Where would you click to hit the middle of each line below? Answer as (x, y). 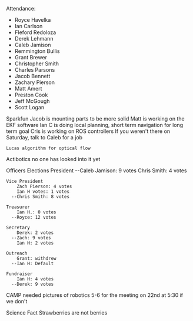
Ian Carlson (29, 26)
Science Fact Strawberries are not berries (57, 313)
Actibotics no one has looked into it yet (53, 159)
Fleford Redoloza (35, 32)
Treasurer (18, 207)
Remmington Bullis (37, 51)
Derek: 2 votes (35, 233)
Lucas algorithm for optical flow (49, 148)
